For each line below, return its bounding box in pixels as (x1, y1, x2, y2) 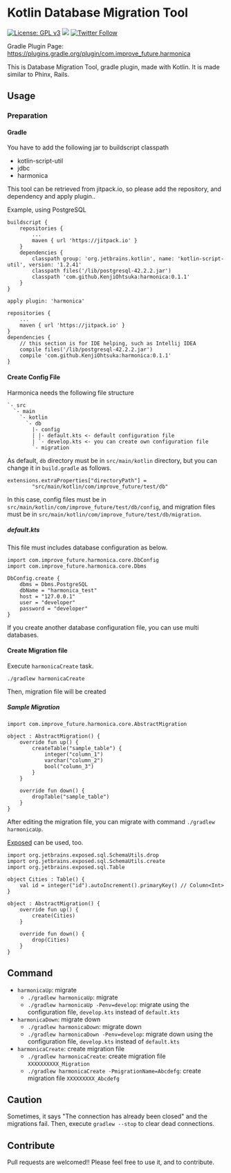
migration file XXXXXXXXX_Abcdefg (27, 1074, 120, 1082)
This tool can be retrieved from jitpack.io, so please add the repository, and (7, 185, 221, 193)
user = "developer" (19, 599, 76, 606)
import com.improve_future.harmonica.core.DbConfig (7, 556, 159, 563)
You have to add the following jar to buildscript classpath (7, 143, 169, 152)
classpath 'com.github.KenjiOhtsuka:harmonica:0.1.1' (32, 273, 190, 281)
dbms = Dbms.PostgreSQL (19, 581, 89, 588)
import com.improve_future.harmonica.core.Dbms (7, 563, 147, 570)
